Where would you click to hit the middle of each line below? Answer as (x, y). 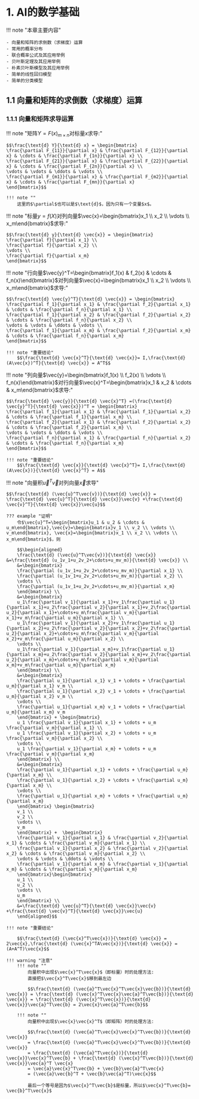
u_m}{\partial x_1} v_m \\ (40, 686)
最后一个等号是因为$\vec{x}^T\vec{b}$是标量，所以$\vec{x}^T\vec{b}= (109, 1086)
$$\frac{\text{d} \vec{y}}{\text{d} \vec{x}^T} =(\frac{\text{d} (89, 402)
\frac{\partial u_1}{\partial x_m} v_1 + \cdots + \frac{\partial (101, 707)
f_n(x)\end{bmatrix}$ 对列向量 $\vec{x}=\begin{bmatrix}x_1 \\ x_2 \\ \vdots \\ (99, 280)
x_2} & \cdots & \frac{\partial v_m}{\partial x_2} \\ (76, 854)
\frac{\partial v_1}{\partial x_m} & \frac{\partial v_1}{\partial (102, 864)
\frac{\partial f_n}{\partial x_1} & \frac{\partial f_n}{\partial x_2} (99, 438)
